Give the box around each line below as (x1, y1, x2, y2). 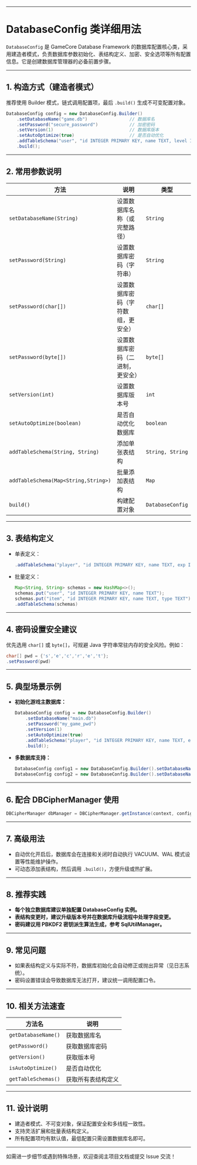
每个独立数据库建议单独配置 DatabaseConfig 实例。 (14, 906, 141, 914)
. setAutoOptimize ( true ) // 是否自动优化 (16, 133, 164, 139)
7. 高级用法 (6, 834, 45, 844)
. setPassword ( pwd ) (6, 659, 51, 664)
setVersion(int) (9, 391, 55, 398)
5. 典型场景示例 (6, 681, 62, 691)
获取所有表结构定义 (66, 1076, 119, 1084)
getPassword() (9, 1043, 49, 1049)
